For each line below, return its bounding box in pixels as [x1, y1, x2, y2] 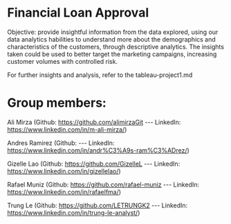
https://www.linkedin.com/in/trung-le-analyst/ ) [7, 208, 140, 216]
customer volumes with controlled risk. [7, 57, 118, 65]
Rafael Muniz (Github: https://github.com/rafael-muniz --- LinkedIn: [7, 180, 199, 189]
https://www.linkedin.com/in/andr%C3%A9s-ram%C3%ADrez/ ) [7, 146, 190, 154]
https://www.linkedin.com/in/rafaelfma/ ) [7, 187, 122, 196]
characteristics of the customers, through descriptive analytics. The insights [7, 42, 225, 51]
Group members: [7, 95, 107, 111]
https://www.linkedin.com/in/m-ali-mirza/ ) [7, 125, 127, 133]
